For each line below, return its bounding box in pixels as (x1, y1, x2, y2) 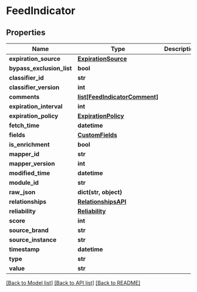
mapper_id (9, 150, 40, 158)
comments (9, 93, 40, 101)
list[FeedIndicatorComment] (77, 93, 159, 101)
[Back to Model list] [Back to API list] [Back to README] (6, 280, 141, 286)
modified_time (9, 169, 50, 177)
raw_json (9, 188, 36, 196)
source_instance (9, 236, 57, 244)
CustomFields (77, 131, 117, 139)
